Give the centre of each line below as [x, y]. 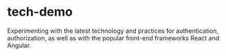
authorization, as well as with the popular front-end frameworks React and [113, 38]
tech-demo [40, 12]
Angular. [19, 45]
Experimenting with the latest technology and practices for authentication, [113, 31]
